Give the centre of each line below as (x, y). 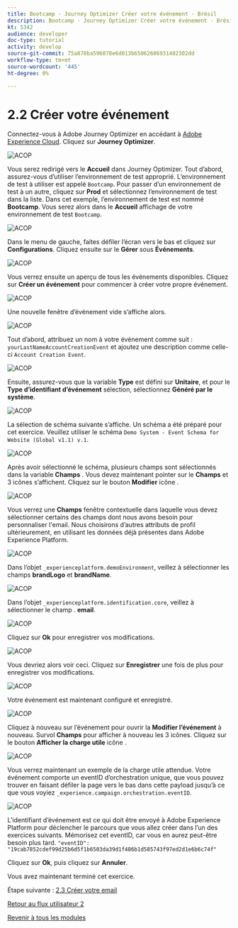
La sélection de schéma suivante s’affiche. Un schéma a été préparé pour (115, 425)
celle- (220, 347)
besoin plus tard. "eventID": (49, 843)
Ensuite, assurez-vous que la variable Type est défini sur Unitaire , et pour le (119, 382)
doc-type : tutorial (36, 40)
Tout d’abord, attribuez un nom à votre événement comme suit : (100, 339)
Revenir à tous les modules (47, 918)
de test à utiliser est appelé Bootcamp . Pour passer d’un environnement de (114, 184)
